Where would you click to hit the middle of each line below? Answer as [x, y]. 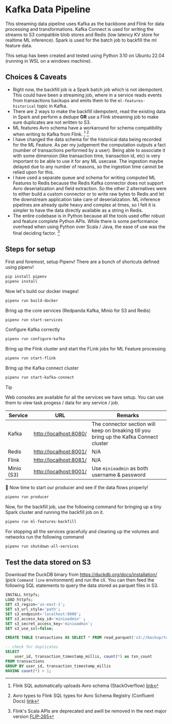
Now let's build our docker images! [42, 291]
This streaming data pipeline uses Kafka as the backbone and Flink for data [85, 24]
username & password [119, 475]
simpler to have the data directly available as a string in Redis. [78, 210]
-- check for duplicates [32, 647]
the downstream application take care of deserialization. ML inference [87, 199]
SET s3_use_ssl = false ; [29, 628]
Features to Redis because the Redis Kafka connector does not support [88, 183]
